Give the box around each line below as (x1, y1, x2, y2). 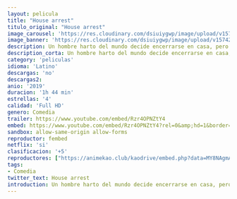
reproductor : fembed (7, 135, 68, 142)
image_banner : (7, 37, 49, 44)
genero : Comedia (7, 109, 55, 116)
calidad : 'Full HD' (7, 102, 65, 109)
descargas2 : (7, 76, 42, 83)
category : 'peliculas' (7, 56, 74, 64)
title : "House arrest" (7, 17, 74, 24)
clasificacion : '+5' (7, 148, 68, 155)
